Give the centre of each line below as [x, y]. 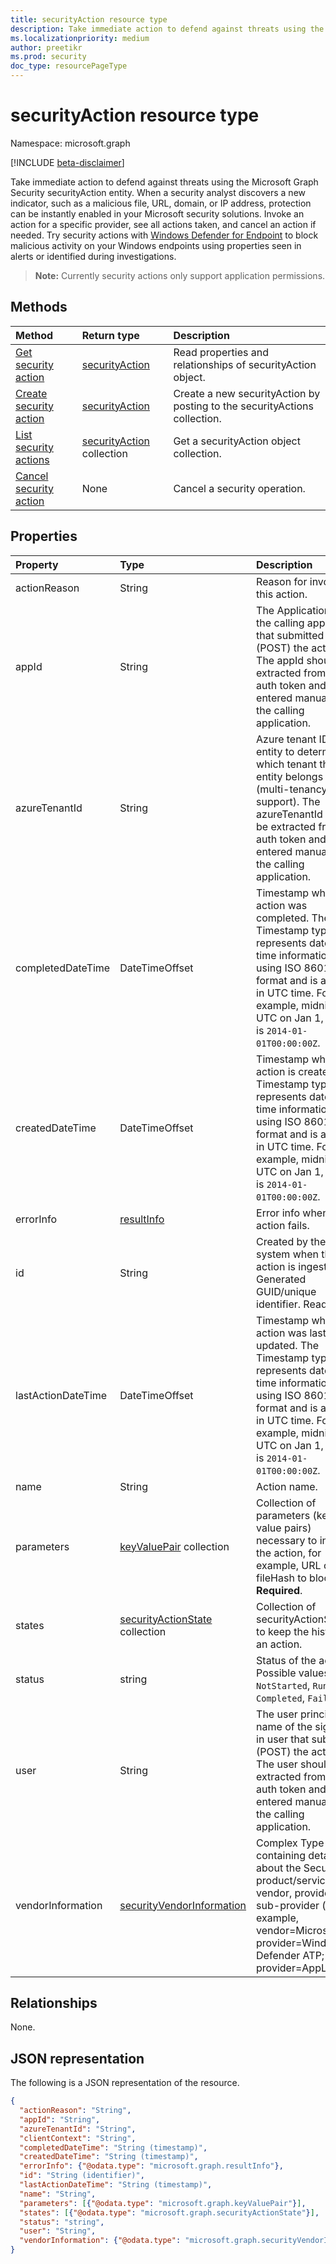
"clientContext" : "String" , [78, 2138]
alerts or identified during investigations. [93, 256]
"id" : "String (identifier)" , [82, 2176]
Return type [110, 335]
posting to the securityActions [243, 406]
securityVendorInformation [183, 1905]
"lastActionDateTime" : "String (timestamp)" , [116, 2185]
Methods [39, 307]
